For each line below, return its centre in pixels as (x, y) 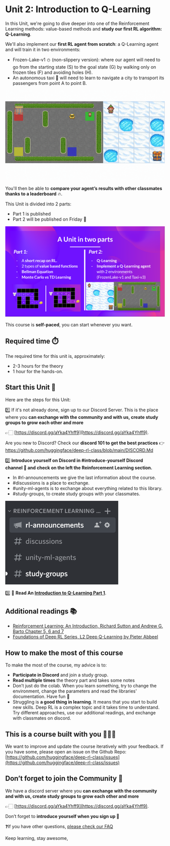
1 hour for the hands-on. (38, 371)
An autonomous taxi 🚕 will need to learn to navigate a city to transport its (88, 78)
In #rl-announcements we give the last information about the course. (84, 477)
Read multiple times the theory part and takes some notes (74, 680)
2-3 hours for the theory (38, 366)
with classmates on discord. (42, 718)
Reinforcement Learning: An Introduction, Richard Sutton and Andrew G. (88, 626)
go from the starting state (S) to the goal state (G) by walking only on (84, 67)
